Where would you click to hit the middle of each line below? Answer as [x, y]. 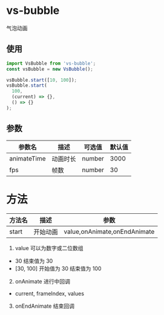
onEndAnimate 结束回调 [44, 306]
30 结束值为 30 [34, 260]
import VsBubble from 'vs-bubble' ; [51, 63]
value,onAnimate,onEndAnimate [109, 231]
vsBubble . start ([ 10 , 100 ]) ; [42, 80]
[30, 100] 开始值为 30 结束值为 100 [58, 268]
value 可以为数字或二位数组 [49, 248]
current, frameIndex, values [50, 293]
